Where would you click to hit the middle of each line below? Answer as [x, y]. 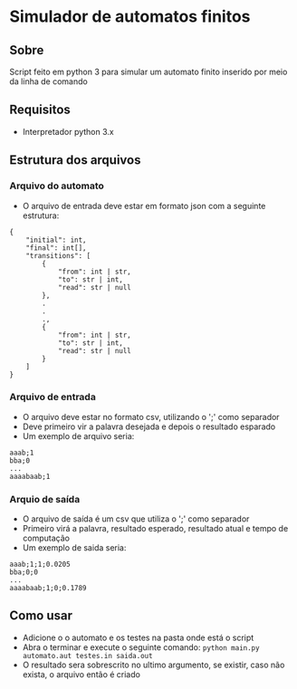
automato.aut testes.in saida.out [87, 656]
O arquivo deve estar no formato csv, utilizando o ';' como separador [151, 416]
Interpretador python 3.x [68, 131]
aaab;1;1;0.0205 [40, 565]
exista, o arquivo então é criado [81, 674]
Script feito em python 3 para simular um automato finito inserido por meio [148, 72]
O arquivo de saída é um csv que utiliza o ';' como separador [136, 519]
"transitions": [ [58, 255]
